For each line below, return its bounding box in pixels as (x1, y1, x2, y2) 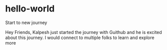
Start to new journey (5, 19, 48, 25)
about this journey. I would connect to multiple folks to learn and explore (5, 34, 154, 40)
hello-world (5, 3, 55, 14)
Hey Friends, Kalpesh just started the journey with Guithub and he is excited (5, 29, 162, 35)
